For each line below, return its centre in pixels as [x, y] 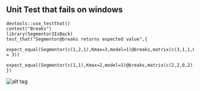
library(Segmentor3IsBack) [40, 34]
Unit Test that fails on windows [65, 10]
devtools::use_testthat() [38, 23]
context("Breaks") [29, 29]
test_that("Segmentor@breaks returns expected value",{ [77, 39]
